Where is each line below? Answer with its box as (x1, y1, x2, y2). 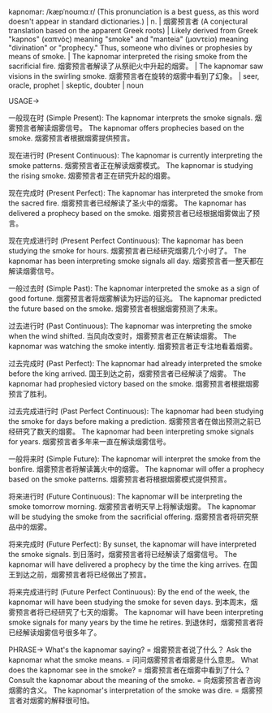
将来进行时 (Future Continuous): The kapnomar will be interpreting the (8, 491, 243, 501)
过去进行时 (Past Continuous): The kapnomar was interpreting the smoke (8, 321, 253, 331)
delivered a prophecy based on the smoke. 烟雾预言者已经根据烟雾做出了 (8, 209, 253, 218)
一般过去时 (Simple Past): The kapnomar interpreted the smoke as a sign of (8, 283, 260, 293)
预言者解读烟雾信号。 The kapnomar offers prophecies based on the (15, 123, 245, 132)
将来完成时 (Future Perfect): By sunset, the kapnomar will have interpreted (8, 539, 257, 549)
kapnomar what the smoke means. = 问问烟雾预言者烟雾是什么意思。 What (8, 655, 259, 664)
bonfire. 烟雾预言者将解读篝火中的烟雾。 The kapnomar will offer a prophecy (8, 465, 265, 473)
